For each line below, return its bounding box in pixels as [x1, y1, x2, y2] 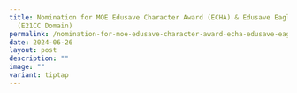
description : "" [9, 54, 69, 63]
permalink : [9, 29, 49, 38]
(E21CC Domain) [17, 21, 73, 30]
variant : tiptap [9, 71, 69, 80]
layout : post [9, 46, 57, 55]
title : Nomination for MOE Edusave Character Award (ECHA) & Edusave [9, 12, 271, 22]
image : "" [9, 63, 46, 72]
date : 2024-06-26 [9, 37, 73, 47]
